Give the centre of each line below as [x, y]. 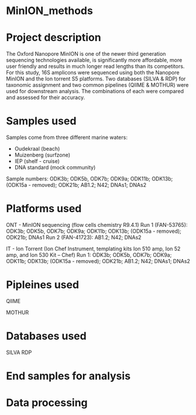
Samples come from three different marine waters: [67, 137]
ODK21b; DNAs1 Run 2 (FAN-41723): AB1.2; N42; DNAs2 [74, 237]
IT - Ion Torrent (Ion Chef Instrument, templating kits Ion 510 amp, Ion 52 [93, 249]
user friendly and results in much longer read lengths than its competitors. [95, 66]
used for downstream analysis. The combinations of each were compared [95, 91]
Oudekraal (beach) [37, 149]
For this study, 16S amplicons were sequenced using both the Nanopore [93, 73]
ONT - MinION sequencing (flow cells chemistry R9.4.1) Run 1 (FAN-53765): [97, 225]
